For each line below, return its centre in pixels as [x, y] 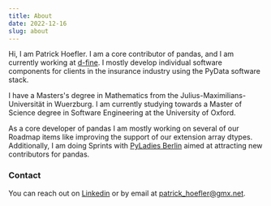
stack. [19, 80]
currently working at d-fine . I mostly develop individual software [116, 62]
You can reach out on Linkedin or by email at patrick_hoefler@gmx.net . [127, 193]
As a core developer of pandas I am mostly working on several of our [124, 129]
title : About [30, 16]
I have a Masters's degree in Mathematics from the [93, 96]
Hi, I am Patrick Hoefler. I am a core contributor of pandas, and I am [121, 54]
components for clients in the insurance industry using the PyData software [135, 71]
